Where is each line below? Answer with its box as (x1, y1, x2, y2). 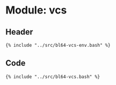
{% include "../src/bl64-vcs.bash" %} (5, 74, 100, 80)
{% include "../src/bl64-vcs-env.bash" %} (5, 42, 111, 48)
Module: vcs (5, 4, 67, 17)
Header (5, 27, 33, 37)
